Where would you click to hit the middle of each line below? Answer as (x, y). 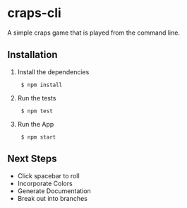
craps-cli (34, 13)
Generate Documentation (54, 191)
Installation (32, 55)
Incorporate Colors (45, 183)
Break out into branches (53, 198)
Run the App (36, 124)
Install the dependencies (53, 71)
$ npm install (42, 85)
